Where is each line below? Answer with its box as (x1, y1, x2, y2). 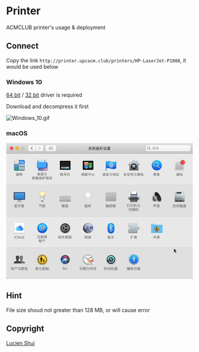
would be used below (6, 63, 59, 70)
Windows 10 (6, 78, 43, 86)
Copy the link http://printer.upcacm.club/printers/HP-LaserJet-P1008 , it (6, 56, 187, 64)
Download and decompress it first (6, 103, 89, 110)
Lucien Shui (6, 340, 35, 347)
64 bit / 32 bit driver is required (6, 91, 83, 99)
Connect (6, 41, 39, 51)
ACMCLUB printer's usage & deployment (6, 24, 105, 31)
